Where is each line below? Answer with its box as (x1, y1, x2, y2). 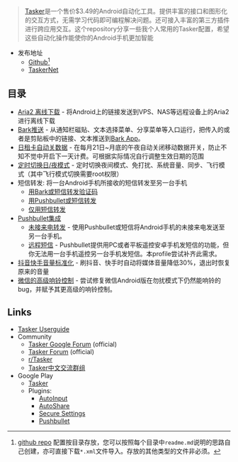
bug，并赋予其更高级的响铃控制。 (17, 285, 117, 294)
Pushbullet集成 (17, 214, 62, 223)
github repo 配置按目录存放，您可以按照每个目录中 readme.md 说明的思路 (17, 438, 225, 446)
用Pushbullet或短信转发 (28, 197, 97, 205)
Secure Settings (38, 409, 86, 418)
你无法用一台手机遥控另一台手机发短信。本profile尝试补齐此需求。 (28, 250, 221, 258)
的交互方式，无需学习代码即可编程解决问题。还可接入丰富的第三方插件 (24, 16, 230, 24)
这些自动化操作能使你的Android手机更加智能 (24, 33, 154, 42)
